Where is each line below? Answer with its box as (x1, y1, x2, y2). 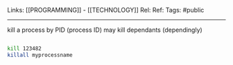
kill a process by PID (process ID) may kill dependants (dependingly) (7, 26, 202, 34)
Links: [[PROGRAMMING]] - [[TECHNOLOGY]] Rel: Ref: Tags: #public (7, 6, 205, 14)
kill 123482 (7, 45, 42, 52)
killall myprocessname (7, 51, 73, 58)
